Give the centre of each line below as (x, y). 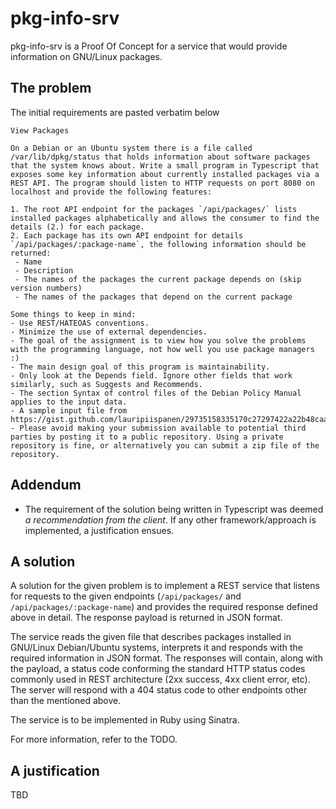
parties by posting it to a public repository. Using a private (147, 437)
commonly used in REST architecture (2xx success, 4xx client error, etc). (160, 679)
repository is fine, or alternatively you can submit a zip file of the (165, 445)
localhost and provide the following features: (111, 192)
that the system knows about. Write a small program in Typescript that (165, 165)
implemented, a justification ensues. (99, 530)
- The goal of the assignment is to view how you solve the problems (158, 340)
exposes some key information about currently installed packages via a (165, 174)
